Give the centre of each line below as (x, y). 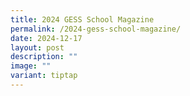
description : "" (44, 57)
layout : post (37, 47)
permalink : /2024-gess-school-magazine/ (96, 29)
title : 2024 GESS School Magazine (82, 19)
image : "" (31, 66)
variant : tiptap (44, 76)
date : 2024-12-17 (46, 38)
